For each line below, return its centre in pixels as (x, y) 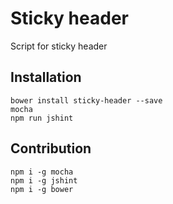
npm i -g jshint (44, 180)
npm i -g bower (42, 189)
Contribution (51, 148)
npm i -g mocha (42, 172)
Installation (46, 77)
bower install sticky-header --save (86, 100)
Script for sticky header (59, 46)
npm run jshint (42, 118)
